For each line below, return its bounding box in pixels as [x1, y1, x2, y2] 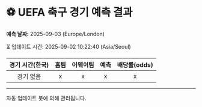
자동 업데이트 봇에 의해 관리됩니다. [6, 94, 87, 102]
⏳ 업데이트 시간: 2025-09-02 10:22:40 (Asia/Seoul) [6, 43, 131, 50]
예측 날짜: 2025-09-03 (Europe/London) [6, 30, 105, 37]
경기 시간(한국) [9, 61, 49, 69]
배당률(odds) [117, 61, 153, 69]
